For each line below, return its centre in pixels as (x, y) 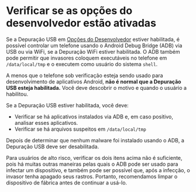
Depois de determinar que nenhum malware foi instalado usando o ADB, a (95, 140)
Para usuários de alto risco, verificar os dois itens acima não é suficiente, (94, 158)
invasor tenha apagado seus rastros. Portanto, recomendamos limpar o (92, 176)
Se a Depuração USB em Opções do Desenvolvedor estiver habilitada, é (93, 39)
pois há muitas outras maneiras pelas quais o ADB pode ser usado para (92, 164)
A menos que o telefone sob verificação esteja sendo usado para (85, 75)
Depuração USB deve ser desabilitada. (53, 146)
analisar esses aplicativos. (46, 123)
